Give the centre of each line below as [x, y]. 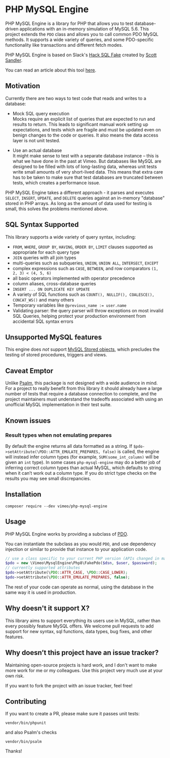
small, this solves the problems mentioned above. [57, 209]
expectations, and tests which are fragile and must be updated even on [87, 129]
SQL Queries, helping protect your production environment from [79, 316]
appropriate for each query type [46, 252]
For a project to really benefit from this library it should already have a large [84, 388]
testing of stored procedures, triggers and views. [56, 355]
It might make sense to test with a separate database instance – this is [86, 155]
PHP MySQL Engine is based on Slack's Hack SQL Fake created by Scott [81, 55]
